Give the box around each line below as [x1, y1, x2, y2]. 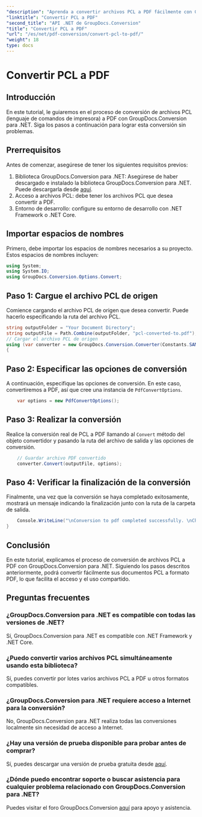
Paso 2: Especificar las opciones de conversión [6, 364, 188, 374]
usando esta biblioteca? [6, 661, 78, 669]
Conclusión [6, 540, 50, 550]
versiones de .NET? [6, 619, 65, 627]
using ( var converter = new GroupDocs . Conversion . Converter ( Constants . [6, 341, 189, 347]
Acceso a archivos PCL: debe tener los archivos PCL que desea [14, 192, 173, 199]
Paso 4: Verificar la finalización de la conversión [6, 477, 191, 487]
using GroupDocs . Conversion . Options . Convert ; [6, 274, 122, 280]
